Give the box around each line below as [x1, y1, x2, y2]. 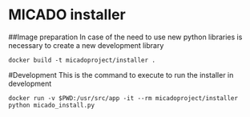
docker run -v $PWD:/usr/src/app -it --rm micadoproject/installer [8, 94, 239, 102]
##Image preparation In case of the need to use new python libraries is [8, 32, 243, 42]
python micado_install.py [8, 101, 95, 109]
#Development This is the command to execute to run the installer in [8, 70, 234, 79]
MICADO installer [8, 6, 126, 24]
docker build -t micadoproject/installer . [8, 56, 156, 64]
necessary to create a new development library [8, 40, 164, 50]
